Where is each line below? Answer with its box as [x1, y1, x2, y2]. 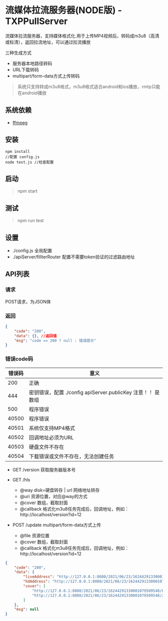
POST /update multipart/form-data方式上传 [12, 522, 101, 528]
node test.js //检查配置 [5, 160, 54, 165]
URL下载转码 [12, 66, 39, 73]
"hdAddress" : [23, 579, 50, 584]
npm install [5, 149, 30, 154]
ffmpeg [12, 119, 28, 125]
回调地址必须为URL [28, 434, 74, 441]
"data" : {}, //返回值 [14, 333, 57, 339]
